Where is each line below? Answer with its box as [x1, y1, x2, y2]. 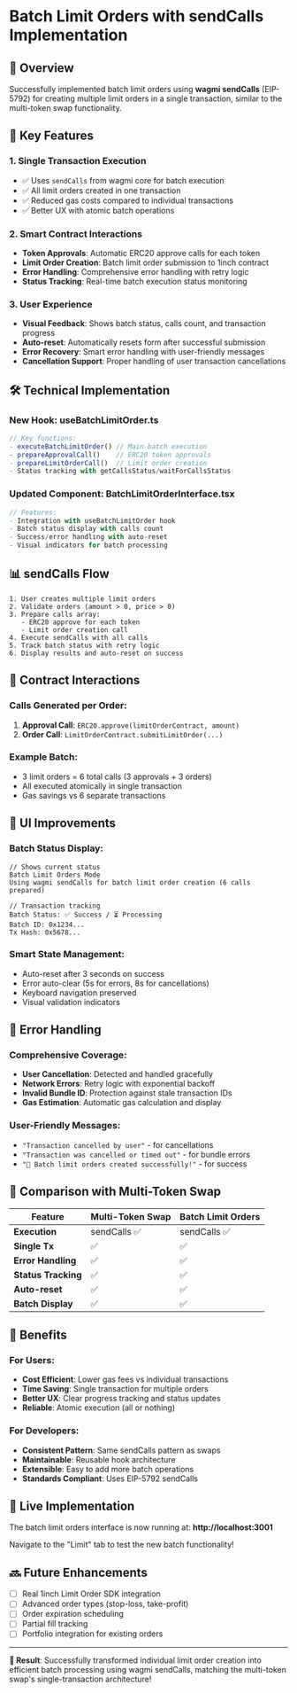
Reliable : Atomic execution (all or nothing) [21, 1402, 175, 1413]
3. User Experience [9, 298, 93, 310]
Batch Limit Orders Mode [9, 870, 101, 879]
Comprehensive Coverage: [9, 1049, 127, 1061]
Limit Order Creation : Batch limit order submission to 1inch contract [21, 257, 270, 268]
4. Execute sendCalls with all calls [9, 633, 148, 642]
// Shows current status [9, 862, 101, 871]
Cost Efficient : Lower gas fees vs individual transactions [21, 1374, 229, 1385]
